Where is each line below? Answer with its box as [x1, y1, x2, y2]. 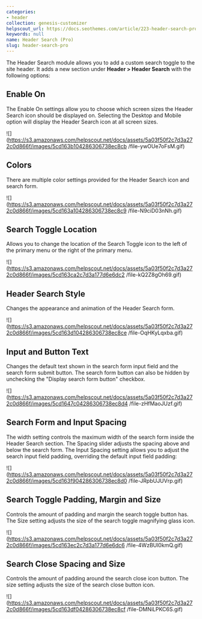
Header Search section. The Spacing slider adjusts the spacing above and [6, 439, 190, 447]
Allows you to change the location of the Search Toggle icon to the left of [6, 240, 188, 248]
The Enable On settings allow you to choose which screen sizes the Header [6, 105, 194, 112]
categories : [6, 8, 36, 15]
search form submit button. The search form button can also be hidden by [6, 369, 190, 376]
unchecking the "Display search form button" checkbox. [6, 375, 145, 383]
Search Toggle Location [6, 224, 97, 234]
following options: [6, 72, 50, 79]
